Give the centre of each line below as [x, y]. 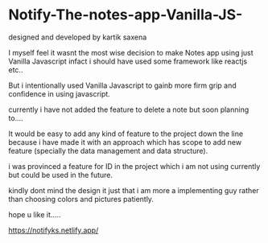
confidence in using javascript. [59, 93]
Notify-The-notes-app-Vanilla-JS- [126, 15]
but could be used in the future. [61, 175]
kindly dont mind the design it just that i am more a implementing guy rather [134, 190]
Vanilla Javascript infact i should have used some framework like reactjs [128, 61]
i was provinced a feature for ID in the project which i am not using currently [134, 166]
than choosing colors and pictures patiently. [81, 199]
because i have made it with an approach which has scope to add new [125, 142]
